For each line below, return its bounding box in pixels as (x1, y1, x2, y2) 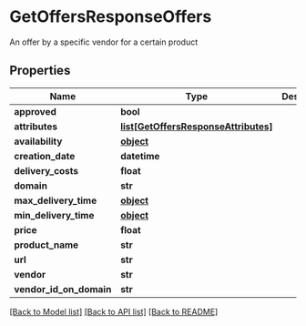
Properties (9, 63, 71, 78)
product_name (14, 239, 79, 251)
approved (14, 105, 57, 117)
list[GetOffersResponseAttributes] (119, 120, 273, 133)
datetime (119, 149, 160, 162)
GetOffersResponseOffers (9, 6, 212, 27)
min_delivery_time (14, 209, 95, 221)
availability (14, 135, 63, 148)
